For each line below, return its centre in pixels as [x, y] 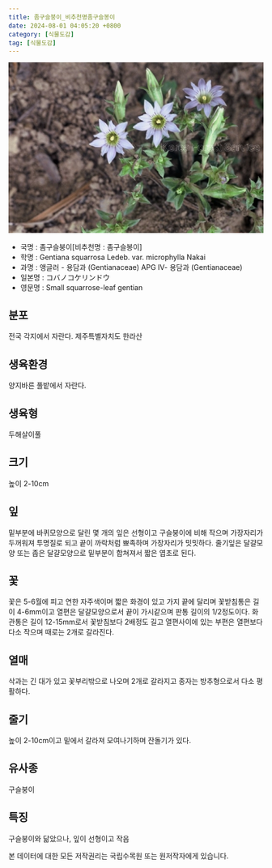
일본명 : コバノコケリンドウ [65, 277]
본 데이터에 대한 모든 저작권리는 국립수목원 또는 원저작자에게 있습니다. [119, 856]
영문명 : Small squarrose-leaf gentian [81, 287]
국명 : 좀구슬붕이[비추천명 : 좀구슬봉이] [81, 246]
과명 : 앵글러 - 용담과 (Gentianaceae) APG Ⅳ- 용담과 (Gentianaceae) [131, 267]
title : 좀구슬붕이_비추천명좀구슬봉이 [62, 17]
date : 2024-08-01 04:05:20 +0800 [65, 26]
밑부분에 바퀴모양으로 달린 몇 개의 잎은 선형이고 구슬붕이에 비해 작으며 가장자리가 [136, 532]
